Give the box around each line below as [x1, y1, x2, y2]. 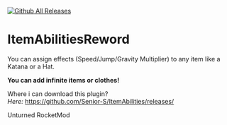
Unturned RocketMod [7, 110, 70, 119]
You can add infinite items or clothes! [7, 76, 120, 84]
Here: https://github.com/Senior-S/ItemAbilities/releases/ [7, 97, 175, 105]
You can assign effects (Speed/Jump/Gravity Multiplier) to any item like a [7, 54, 221, 63]
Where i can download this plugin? [7, 89, 109, 98]
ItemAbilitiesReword [7, 32, 130, 47]
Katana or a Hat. [7, 62, 55, 71]
